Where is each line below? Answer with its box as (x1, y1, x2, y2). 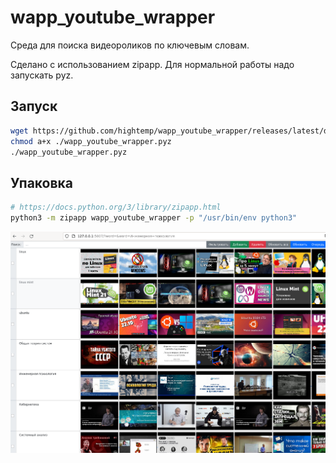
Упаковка (10, 174, 74, 191)
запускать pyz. (10, 69, 74, 81)
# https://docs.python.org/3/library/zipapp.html (10, 202, 222, 213)
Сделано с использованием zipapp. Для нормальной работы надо (10, 58, 295, 70)
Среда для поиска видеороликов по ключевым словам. (10, 39, 250, 51)
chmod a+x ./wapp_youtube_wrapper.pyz (10, 136, 172, 146)
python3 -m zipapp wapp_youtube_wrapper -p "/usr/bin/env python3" (10, 213, 298, 223)
